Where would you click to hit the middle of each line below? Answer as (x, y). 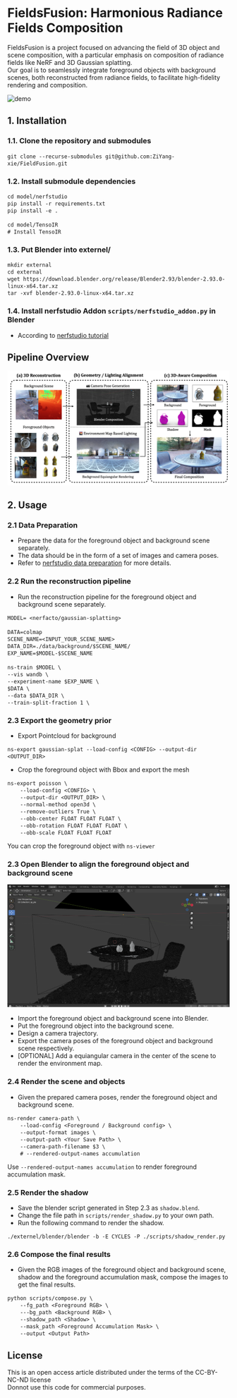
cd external (25, 272)
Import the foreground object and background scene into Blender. (113, 1019)
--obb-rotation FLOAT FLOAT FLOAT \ (74, 826)
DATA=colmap (25, 632)
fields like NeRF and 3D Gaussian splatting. (70, 62)
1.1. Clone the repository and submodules (79, 141)
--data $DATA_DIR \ (36, 695)
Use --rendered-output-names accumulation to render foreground (102, 1167)
